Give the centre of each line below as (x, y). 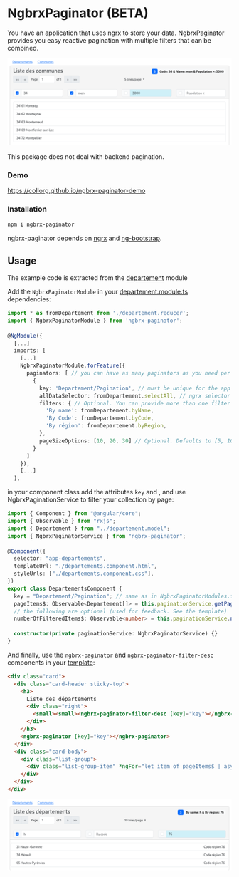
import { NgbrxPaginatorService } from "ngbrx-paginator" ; (97, 536)
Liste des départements (62, 699)
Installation (27, 209)
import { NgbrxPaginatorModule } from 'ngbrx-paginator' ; (95, 321)
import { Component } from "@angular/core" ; (74, 514)
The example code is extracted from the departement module (97, 278)
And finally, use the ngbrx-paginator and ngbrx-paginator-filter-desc (111, 655)
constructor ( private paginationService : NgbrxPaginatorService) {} (116, 634)
